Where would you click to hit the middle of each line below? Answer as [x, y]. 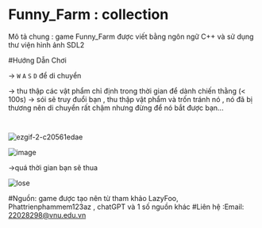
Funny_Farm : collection [89, 15]
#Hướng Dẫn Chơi [38, 60]
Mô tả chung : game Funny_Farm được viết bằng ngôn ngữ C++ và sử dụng [131, 36]
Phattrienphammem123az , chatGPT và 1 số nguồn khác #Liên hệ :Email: [126, 207]
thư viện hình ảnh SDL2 [46, 44]
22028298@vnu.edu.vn [47, 215]
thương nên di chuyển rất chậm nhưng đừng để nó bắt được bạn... [116, 108]
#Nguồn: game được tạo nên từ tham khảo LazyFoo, [93, 198]
